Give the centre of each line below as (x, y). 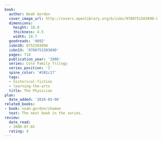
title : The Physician (31, 91)
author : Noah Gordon (29, 14)
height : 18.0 (26, 28)
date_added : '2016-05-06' (35, 100)
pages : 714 (20, 55)
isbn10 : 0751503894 (29, 46)
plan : (10, 95)
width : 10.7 (25, 37)
